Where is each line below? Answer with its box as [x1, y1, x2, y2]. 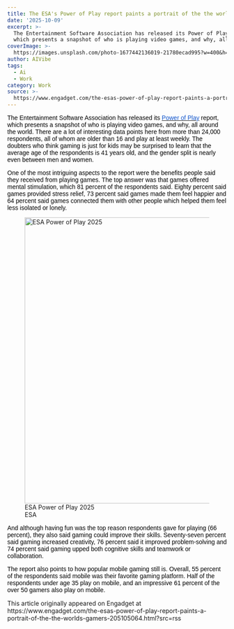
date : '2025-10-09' [7, 17, 64, 24]
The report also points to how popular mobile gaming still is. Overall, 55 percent [7, 565, 221, 573]
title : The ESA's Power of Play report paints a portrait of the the [7, 10, 214, 17]
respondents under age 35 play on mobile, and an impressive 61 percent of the [7, 579, 220, 587]
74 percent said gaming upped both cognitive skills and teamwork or [7, 545, 192, 553]
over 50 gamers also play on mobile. [7, 586, 106, 594]
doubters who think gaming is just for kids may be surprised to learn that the [7, 142, 212, 150]
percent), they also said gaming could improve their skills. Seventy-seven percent [7, 531, 226, 539]
